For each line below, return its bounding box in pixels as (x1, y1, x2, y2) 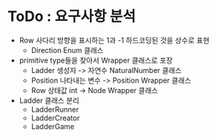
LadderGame (31, 121, 75, 131)
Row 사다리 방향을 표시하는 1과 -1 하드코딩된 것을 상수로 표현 (18, 35, 210, 45)
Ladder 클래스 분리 (18, 95, 80, 105)
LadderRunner (31, 104, 80, 114)
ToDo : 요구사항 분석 (7, 7, 136, 26)
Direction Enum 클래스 (31, 45, 104, 55)
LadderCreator (31, 113, 80, 123)
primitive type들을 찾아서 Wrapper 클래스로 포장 (18, 55, 174, 65)
